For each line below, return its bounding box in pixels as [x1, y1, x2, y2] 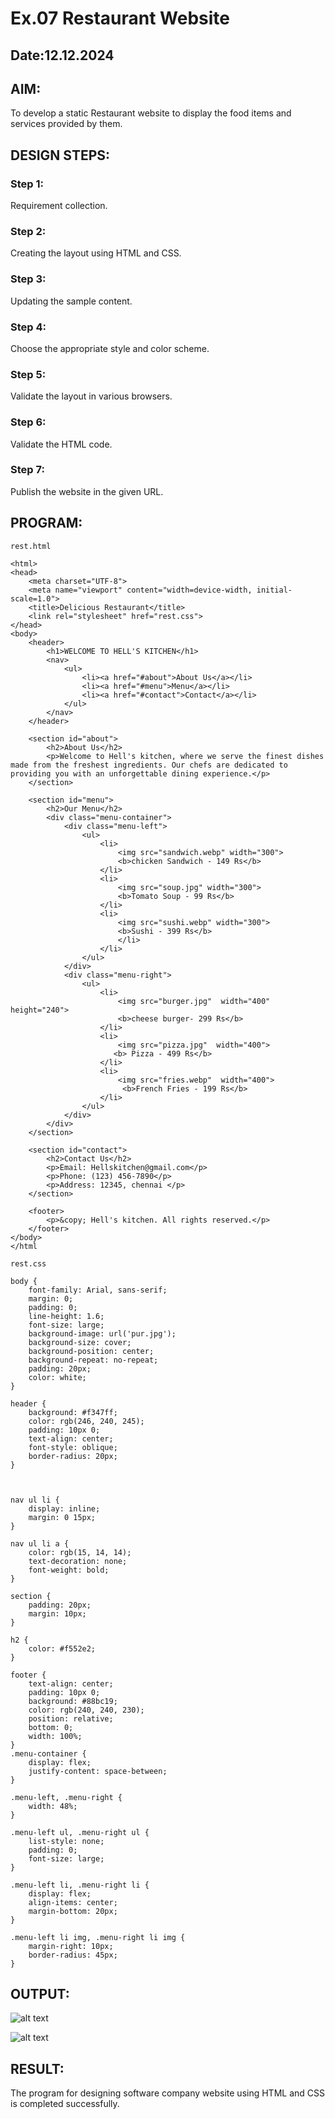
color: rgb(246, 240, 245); [28, 1416, 145, 1426]
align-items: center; [28, 1897, 118, 1907]
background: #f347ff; [28, 1407, 118, 1417]
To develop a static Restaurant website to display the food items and [10, 107, 292, 119]
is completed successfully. [10, 2098, 120, 2110]
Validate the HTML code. [10, 438, 113, 450]
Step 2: [10, 225, 47, 238]
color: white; [28, 1372, 87, 1382]
